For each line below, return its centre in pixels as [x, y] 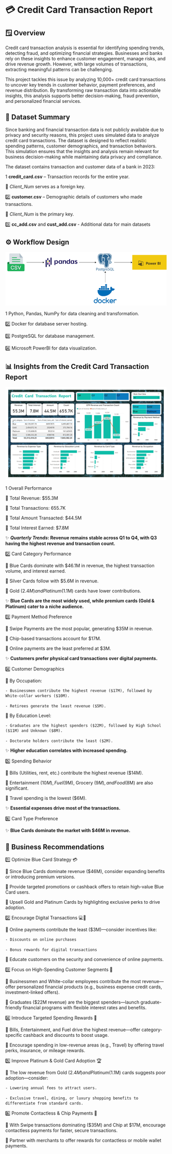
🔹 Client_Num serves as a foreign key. [45, 186]
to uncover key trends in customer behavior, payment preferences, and [80, 85]
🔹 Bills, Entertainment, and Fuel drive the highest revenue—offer [73, 1030]
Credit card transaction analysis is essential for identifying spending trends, [85, 48]
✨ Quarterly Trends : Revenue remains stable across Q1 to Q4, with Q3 [81, 538]
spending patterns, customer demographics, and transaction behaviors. [81, 146]
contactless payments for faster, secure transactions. [61, 1130]
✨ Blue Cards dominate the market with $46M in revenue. [68, 831]
